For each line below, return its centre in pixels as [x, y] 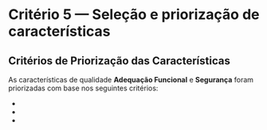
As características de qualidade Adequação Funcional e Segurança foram [131, 80]
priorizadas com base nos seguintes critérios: [83, 88]
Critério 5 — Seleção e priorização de [134, 15]
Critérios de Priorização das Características [120, 61]
